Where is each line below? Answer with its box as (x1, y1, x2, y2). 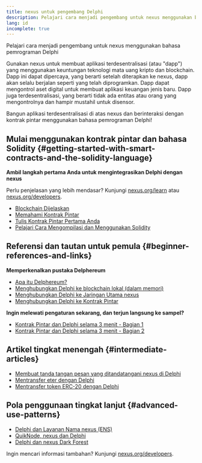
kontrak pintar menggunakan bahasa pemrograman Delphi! (6, 117, 152, 124)
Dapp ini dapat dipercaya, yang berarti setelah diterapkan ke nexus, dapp (6, 73, 188, 80)
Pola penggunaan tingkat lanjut (6, 400, 126, 411)
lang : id (6, 20, 28, 26)
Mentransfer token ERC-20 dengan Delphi (14, 382, 119, 390)
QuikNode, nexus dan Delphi (14, 432, 86, 439)
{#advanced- (127, 400, 179, 411)
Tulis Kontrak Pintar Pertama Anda (14, 218, 100, 225)
